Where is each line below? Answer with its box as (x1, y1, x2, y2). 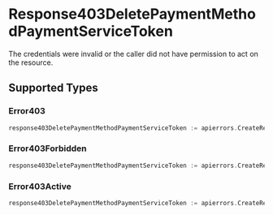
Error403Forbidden (8, 143, 87, 154)
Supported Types (8, 81, 99, 95)
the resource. (8, 58, 54, 67)
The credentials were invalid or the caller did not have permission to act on (8, 49, 258, 58)
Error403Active (8, 180, 71, 191)
